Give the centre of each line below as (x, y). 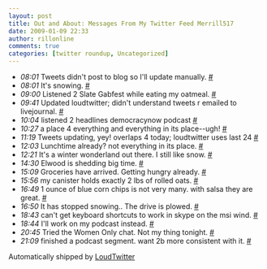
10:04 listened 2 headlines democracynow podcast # (109, 120)
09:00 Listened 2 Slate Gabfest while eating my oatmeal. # (118, 94)
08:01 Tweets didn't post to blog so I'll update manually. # (116, 77)
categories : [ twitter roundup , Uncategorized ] (88, 54)
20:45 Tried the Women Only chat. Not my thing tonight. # (117, 232)
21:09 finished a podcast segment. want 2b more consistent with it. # (136, 241)
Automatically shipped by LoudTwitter (72, 256)
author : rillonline (41, 39)
